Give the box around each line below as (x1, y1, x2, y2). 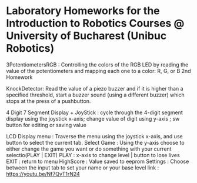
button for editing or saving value (6, 121, 86, 128)
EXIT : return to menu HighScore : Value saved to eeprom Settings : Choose (6, 158, 189, 165)
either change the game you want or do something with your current (6, 145, 172, 152)
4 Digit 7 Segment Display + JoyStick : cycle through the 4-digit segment (6, 109, 183, 116)
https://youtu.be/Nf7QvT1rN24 (6, 170, 81, 177)
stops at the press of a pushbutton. (6, 97, 91, 104)
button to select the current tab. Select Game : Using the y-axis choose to (6, 139, 185, 146)
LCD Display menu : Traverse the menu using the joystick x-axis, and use (6, 132, 183, 139)
